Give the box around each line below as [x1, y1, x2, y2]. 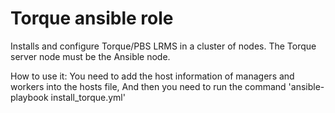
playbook [10, 91, 49, 103]
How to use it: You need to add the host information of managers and [10, 70, 295, 82]
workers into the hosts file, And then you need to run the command [10, 80, 287, 92]
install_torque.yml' [50, 91, 126, 103]
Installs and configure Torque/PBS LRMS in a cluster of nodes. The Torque [10, 40, 317, 52]
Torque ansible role [10, 7, 174, 30]
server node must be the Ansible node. [10, 50, 171, 62]
